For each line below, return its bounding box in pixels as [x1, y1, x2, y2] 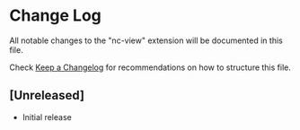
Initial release [22, 111, 72, 122]
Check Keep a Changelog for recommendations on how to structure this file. [9, 62, 292, 73]
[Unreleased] [9, 88, 85, 103]
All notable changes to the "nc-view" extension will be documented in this [9, 35, 283, 46]
